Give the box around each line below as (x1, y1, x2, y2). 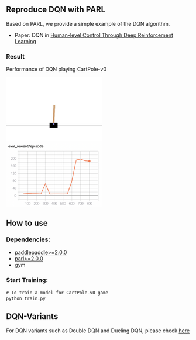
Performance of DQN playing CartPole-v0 (6, 66, 107, 73)
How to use (6, 218, 48, 228)
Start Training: (6, 276, 49, 284)
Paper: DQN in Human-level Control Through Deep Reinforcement (14, 32, 174, 39)
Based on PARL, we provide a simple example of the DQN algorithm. (6, 20, 170, 27)
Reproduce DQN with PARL (6, 5, 106, 15)
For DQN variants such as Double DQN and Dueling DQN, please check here (6, 327, 190, 334)
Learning (14, 37, 36, 44)
